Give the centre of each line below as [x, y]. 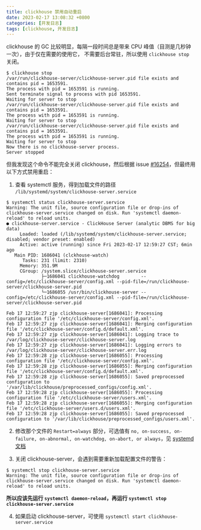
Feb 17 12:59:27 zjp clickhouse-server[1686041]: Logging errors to [94, 345]
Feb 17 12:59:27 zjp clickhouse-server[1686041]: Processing [85, 314]
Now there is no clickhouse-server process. [63, 147]
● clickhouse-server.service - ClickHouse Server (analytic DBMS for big [101, 224]
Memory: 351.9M [39, 266]
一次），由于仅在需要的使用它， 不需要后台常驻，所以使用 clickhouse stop [98, 54]
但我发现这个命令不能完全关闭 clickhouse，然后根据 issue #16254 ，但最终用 [101, 164]
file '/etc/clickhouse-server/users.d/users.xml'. [71, 409]
